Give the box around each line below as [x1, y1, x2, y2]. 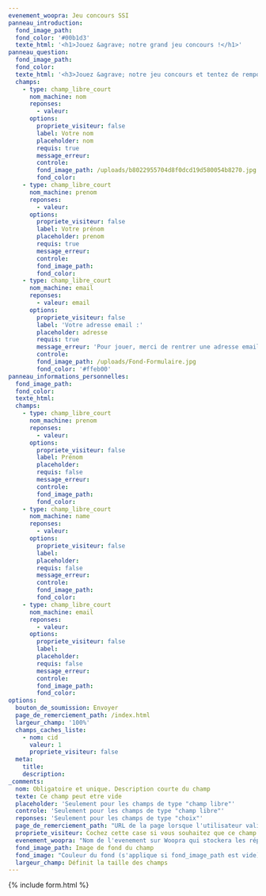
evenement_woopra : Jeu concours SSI [8, 11, 129, 20]
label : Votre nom [36, 129, 93, 137]
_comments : [8, 777, 44, 785]
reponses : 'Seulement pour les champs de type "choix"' [15, 814, 203, 822]
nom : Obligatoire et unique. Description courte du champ [15, 785, 211, 793]
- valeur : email [36, 299, 90, 307]
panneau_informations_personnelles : [8, 372, 129, 380]
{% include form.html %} [8, 880, 89, 890]
